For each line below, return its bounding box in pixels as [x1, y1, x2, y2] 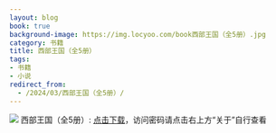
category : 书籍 [9, 38, 64, 48]
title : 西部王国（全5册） [9, 47, 97, 56]
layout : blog [9, 13, 59, 22]
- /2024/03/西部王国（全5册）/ [17, 88, 125, 97]
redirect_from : [9, 80, 67, 89]
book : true [9, 22, 51, 31]
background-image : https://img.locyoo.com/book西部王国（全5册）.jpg [9, 30, 267, 39]
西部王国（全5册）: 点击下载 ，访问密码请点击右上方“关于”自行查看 [20, 114, 267, 125]
